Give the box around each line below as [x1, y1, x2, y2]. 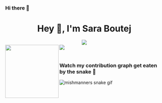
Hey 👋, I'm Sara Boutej [37, 23, 131, 34]
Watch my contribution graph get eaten [59, 62, 157, 69]
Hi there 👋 [5, 4, 30, 11]
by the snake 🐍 [59, 68, 96, 75]
